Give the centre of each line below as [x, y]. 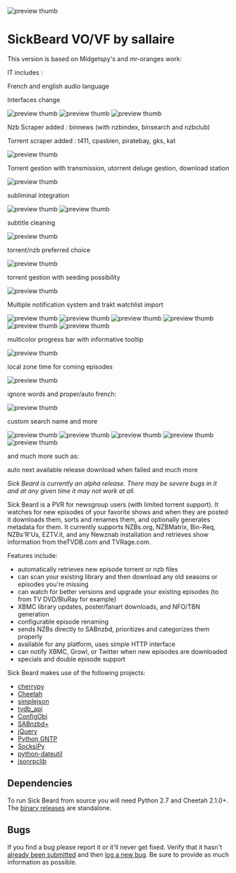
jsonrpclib [32, 761]
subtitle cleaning [31, 223]
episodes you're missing [53, 584]
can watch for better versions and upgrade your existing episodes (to [118, 591]
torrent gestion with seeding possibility [64, 277]
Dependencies [40, 783]
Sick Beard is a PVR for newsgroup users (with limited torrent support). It [113, 504]
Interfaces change [34, 99]
